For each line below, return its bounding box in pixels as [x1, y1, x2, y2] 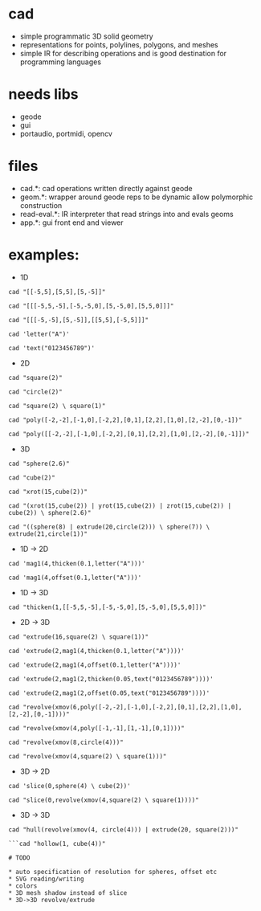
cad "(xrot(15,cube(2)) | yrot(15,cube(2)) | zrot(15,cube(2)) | [8, 501, 231, 510]
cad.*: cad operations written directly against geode [19, 183, 193, 193]
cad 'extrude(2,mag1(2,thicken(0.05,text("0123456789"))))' [8, 675, 214, 683]
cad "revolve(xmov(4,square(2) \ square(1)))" [8, 752, 167, 760]
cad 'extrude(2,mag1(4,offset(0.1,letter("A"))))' [8, 660, 181, 669]
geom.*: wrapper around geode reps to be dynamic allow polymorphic [19, 192, 254, 202]
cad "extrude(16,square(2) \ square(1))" [8, 632, 149, 641]
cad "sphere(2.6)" [8, 460, 70, 468]
